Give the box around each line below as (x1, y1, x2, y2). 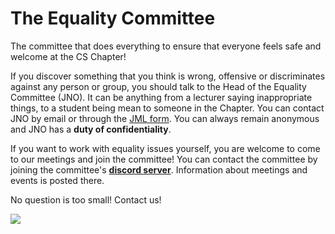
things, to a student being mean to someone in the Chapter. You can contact (10, 102, 325, 114)
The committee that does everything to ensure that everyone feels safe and (10, 40, 322, 52)
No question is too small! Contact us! (10, 193, 162, 206)
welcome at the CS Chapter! (10, 50, 127, 62)
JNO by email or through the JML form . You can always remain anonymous (10, 112, 320, 124)
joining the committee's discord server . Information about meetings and (10, 163, 308, 176)
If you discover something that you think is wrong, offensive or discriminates (10, 70, 326, 82)
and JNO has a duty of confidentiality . (10, 123, 172, 135)
